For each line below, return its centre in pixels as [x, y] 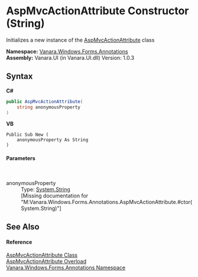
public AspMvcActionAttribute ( [45, 101]
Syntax [20, 76]
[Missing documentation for [55, 195]
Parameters [21, 158]
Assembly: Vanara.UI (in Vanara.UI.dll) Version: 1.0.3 [70, 58]
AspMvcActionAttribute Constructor [98, 11]
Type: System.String [46, 189]
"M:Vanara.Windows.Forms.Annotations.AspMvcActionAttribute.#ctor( [107, 202]
